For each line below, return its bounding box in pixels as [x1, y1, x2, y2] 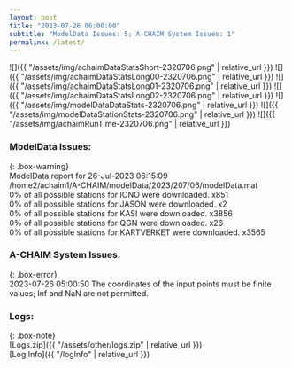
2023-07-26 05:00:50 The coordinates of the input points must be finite [9, 278, 272, 289]
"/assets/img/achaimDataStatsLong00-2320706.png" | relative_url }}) [20, 72, 274, 82]
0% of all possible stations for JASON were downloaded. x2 [9, 199, 227, 209]
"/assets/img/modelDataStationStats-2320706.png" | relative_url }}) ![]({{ [9, 109, 276, 120]
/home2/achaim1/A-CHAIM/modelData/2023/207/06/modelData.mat [9, 179, 258, 191]
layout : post [9, 12, 58, 22]
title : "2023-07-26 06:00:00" [9, 21, 121, 30]
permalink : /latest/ [9, 37, 86, 47]
